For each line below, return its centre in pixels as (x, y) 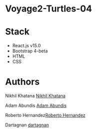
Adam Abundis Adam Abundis (36, 105)
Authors (22, 82)
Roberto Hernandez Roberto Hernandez (45, 115)
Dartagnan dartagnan (27, 125)
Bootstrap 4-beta (30, 51)
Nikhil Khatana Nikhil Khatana (35, 96)
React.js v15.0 (27, 46)
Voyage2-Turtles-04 (48, 9)
